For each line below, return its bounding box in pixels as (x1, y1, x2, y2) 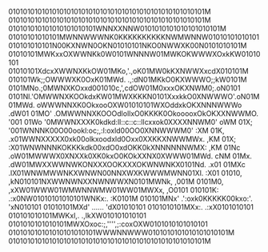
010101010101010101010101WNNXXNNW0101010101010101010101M (8, 24, 226, 33)
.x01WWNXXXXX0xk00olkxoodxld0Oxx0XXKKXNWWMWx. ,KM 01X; (8, 134, 237, 143)
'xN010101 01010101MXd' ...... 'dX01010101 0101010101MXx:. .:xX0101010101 (8, 202, 254, 211)
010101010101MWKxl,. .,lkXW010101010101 (8, 211, 146, 220)
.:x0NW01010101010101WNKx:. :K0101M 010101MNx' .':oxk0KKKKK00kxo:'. (8, 194, 254, 203)
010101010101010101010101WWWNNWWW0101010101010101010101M (8, 228, 234, 237)
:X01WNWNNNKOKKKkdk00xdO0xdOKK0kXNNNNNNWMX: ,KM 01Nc (8, 143, 241, 152)
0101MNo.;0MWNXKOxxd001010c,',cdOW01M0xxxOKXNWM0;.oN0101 (8, 83, 241, 93)
